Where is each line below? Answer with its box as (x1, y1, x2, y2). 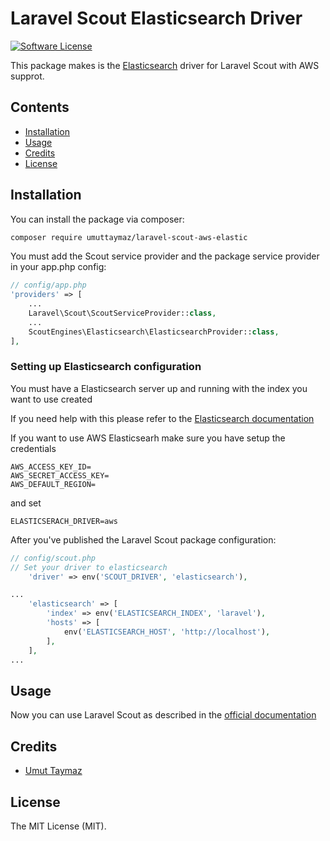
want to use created (10, 393, 93, 405)
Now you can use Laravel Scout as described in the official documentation (10, 709, 317, 721)
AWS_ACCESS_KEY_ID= (10, 462, 92, 472)
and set (10, 497, 42, 509)
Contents (10, 99, 70, 116)
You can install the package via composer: (10, 213, 185, 225)
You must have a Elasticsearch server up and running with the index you (10, 382, 308, 394)
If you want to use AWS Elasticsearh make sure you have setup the (10, 432, 286, 444)
